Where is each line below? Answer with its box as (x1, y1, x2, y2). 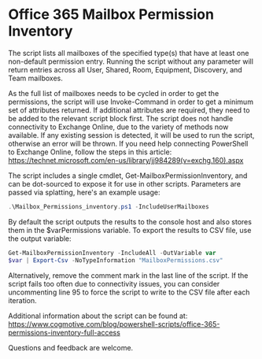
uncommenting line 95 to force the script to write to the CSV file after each (8, 287, 250, 297)
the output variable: (8, 234, 72, 243)
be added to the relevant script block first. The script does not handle (8, 113, 234, 123)
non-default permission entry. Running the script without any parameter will (8, 57, 254, 66)
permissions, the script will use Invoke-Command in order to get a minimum (8, 97, 254, 106)
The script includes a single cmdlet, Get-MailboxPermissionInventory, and (8, 171, 248, 180)
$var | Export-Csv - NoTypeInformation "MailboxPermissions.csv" (8, 256, 223, 265)
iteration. (8, 295, 37, 305)
